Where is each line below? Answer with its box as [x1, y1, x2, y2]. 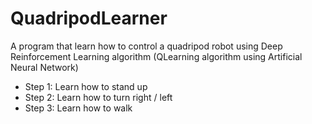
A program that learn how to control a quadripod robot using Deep [10, 40, 283, 52]
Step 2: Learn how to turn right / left [24, 91, 173, 103]
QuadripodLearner [10, 7, 168, 30]
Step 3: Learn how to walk [24, 102, 133, 114]
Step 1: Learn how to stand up [24, 80, 148, 92]
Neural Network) [10, 61, 79, 73]
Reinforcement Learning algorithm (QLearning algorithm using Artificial [10, 50, 303, 62]
